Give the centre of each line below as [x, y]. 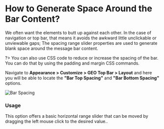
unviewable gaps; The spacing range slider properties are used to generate [81, 43]
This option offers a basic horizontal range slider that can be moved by [77, 116]
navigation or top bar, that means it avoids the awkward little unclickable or [81, 38]
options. [14, 83]
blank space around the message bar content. [52, 48]
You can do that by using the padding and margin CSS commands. [72, 63]
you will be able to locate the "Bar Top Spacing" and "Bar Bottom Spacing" [82, 78]
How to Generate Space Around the [79, 9]
